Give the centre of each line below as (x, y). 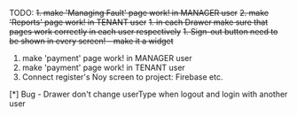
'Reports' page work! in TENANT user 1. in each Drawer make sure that (139, 22)
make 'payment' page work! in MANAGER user (107, 58)
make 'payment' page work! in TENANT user (104, 67)
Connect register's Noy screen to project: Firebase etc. (122, 77)
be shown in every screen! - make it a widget (92, 41)
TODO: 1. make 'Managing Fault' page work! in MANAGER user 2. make (139, 13)
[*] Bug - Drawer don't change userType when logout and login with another (148, 94)
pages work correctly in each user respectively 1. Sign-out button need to (144, 31)
